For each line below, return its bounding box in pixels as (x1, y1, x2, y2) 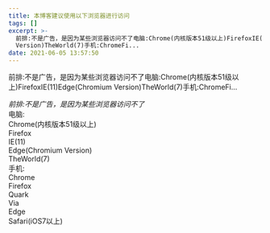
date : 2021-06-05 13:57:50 (8, 49, 99, 57)
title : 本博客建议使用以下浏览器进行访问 (8, 11, 131, 20)
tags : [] (8, 19, 38, 27)
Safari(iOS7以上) (8, 216, 63, 226)
